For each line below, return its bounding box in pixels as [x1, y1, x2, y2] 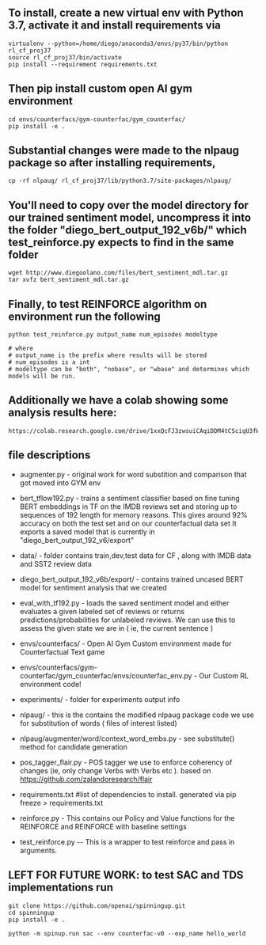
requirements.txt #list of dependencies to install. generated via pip [19, 789, 237, 799]
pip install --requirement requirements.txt [8, 60, 158, 68]
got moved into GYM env [19, 478, 101, 488]
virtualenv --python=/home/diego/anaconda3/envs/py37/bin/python [8, 40, 228, 47]
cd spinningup [8, 909, 55, 917]
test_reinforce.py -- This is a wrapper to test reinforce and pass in [19, 837, 235, 846]
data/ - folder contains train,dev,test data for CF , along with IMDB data [19, 550, 252, 560]
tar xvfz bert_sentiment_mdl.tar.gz [8, 276, 129, 284]
